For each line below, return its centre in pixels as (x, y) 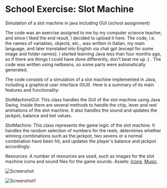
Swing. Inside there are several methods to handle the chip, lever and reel (81, 105)
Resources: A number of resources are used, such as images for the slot (80, 156)
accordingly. (18, 146)
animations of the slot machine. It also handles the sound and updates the (81, 110)
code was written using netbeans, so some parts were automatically (75, 64)
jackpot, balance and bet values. (39, 115)
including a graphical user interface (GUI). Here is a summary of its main (79, 85)
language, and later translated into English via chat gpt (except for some (79, 48)
